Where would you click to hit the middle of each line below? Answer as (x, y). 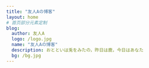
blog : (13, 28)
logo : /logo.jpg (32, 39)
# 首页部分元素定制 (27, 22)
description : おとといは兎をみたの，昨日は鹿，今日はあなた (78, 50)
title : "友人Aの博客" (31, 12)
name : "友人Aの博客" (35, 45)
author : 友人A (28, 34)
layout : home (22, 17)
